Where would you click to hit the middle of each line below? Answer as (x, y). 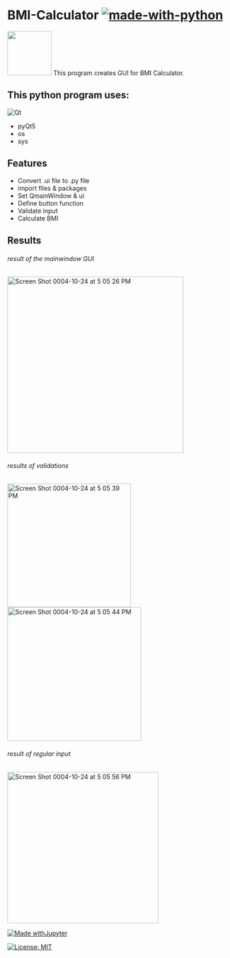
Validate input (38, 211)
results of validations (38, 465)
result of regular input (39, 753)
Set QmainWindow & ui (51, 196)
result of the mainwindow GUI (51, 258)
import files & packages (52, 188)
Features (27, 163)
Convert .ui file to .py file (53, 180)
